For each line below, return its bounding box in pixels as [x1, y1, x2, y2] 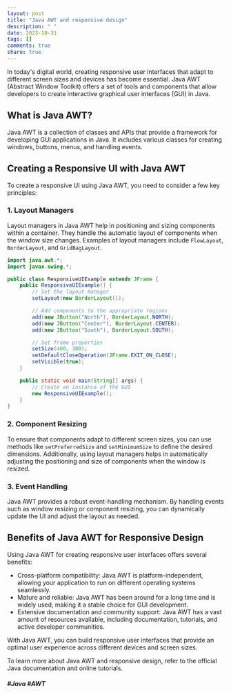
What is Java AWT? [7, 110, 93, 122]
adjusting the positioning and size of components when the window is [7, 457, 205, 465]
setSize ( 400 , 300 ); [32, 345, 88, 352]
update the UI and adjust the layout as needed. [7, 512, 140, 520]
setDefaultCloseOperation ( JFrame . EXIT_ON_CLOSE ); [32, 352, 177, 359]
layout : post [7, 10, 45, 17]
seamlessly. [17, 585, 51, 594]
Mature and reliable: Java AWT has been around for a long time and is [17, 593, 216, 601]
